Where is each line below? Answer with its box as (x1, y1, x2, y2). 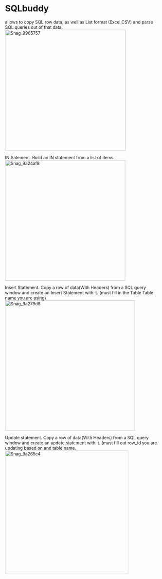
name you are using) (5, 295, 46, 301)
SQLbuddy (5, 3, 49, 14)
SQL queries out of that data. (5, 24, 63, 30)
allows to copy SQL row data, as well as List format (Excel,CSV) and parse (5, 19, 153, 25)
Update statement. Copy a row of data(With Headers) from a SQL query (5, 434, 149, 440)
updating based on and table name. (5, 445, 76, 451)
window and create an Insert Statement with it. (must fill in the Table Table (5, 289, 154, 295)
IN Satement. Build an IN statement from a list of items (5, 154, 114, 160)
